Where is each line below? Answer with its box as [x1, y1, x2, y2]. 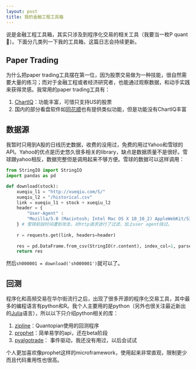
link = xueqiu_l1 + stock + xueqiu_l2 [16, 200, 111, 206]
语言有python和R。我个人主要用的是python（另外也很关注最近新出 [26, 302, 186, 309]
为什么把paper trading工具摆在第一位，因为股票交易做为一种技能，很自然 [6, 71, 182, 79]
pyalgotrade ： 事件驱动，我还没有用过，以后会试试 [14, 337, 137, 344]
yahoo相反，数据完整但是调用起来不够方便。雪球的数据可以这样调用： [16, 156, 185, 163]
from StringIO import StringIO [6, 168, 82, 173]
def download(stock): [6, 183, 59, 189]
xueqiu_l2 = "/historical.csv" [16, 194, 93, 200]
